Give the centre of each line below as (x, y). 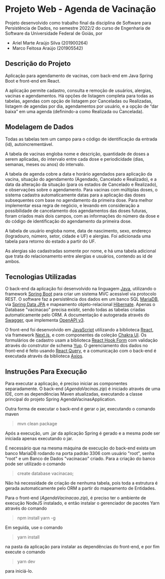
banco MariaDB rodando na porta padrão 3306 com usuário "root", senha (80, 453)
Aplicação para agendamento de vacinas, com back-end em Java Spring (79, 76)
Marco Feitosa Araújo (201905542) (48, 48)
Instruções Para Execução (46, 372)
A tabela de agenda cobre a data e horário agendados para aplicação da (79, 174)
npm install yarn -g (36, 518)
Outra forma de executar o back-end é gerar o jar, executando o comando (80, 409)
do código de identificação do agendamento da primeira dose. (68, 221)
